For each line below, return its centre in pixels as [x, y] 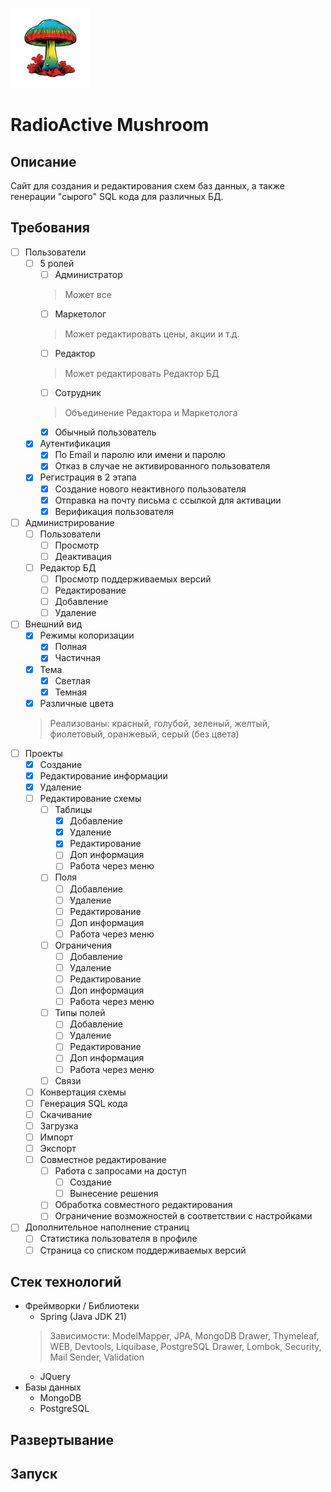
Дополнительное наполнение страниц [107, 1227]
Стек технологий [66, 1281]
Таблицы [73, 810]
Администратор [88, 274]
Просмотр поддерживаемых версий [133, 579]
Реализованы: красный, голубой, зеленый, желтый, [160, 723]
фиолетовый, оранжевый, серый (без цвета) [144, 734]
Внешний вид [53, 624]
